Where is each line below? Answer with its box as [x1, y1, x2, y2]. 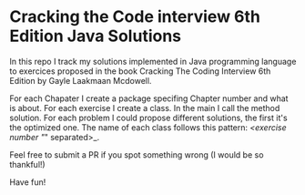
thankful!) [9, 159, 46, 169]
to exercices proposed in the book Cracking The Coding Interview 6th [9, 66, 271, 77]
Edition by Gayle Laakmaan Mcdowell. [9, 75, 152, 86]
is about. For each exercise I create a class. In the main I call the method [9, 102, 280, 113]
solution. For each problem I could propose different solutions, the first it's [9, 112, 289, 123]
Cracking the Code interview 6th [9, 6, 261, 27]
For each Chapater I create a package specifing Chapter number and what [9, 93, 289, 104]
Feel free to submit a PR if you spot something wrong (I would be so [9, 149, 264, 160]
